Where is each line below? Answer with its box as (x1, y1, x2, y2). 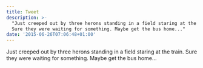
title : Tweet (6, 8, 39, 15)
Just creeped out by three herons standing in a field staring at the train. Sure (6, 48, 198, 55)
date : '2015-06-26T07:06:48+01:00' (6, 32, 96, 38)
